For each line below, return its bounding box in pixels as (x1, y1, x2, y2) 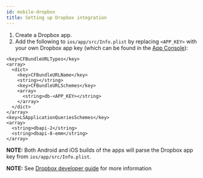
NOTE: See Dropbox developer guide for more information (6, 165, 152, 172)
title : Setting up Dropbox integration (6, 15, 107, 21)
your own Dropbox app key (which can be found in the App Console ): (15, 44, 188, 52)
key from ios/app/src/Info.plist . (6, 152, 92, 160)
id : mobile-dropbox (6, 9, 56, 15)
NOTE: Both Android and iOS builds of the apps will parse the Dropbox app (6, 146, 193, 154)
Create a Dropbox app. (15, 31, 72, 38)
